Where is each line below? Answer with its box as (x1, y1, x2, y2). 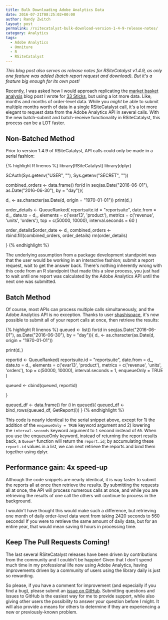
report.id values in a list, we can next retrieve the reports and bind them (5, 444, 155, 449)
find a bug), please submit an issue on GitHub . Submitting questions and (5, 587, 155, 593)
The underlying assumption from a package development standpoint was (5, 252, 156, 258)
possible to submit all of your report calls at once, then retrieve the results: (5, 317, 159, 323)
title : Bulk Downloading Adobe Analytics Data (5, 7, 104, 13)
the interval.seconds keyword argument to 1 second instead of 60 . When (5, 428, 156, 433)
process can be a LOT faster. (5, 120, 65, 126)
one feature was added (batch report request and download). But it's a (5, 73, 152, 79)
